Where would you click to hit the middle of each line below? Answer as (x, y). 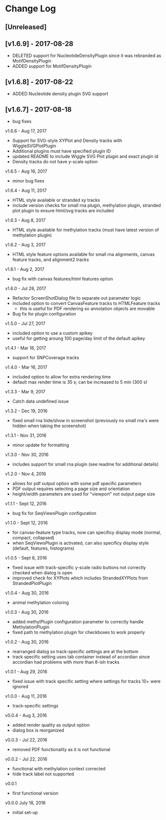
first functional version (35, 793)
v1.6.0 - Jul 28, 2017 (26, 289)
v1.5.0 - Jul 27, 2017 (25, 323)
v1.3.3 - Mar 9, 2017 (25, 392)
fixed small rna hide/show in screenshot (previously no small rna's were (85, 421)
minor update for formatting (41, 445)
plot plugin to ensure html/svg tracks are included (63, 211)
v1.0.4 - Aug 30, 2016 (27, 593)
